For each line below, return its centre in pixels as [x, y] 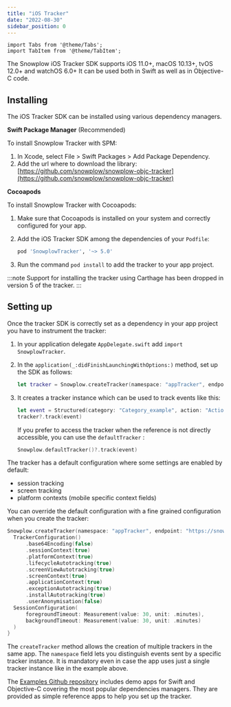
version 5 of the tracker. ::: [44, 285]
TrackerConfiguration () [47, 538]
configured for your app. [52, 226]
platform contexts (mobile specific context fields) [87, 498]
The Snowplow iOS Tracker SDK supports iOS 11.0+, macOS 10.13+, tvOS [110, 64]
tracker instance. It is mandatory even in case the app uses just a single [109, 661]
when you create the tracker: [48, 519]
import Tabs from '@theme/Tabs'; [55, 45]
